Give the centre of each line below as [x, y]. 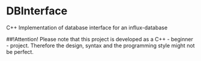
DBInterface [37, 11]
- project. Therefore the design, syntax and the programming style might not [100, 45]
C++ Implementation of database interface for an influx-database [87, 28]
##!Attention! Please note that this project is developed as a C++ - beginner [100, 39]
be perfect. [20, 51]
